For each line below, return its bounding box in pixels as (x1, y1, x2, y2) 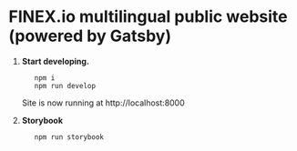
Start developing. (21, 55, 90, 66)
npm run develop (34, 81, 97, 90)
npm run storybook (34, 132, 104, 142)
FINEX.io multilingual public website (8, 6, 288, 27)
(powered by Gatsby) (8, 25, 172, 46)
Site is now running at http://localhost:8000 (21, 97, 186, 108)
